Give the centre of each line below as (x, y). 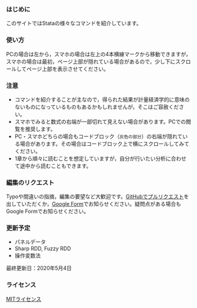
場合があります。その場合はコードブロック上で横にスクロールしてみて (104, 143)
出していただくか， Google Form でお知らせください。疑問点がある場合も (94, 204)
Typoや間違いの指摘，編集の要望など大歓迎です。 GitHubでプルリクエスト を (98, 196)
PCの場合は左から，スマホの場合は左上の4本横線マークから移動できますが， (98, 54)
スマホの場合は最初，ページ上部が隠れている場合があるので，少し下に (91, 61)
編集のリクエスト (30, 182)
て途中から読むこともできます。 (53, 166)
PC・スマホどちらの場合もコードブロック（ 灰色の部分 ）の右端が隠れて (98, 136)
